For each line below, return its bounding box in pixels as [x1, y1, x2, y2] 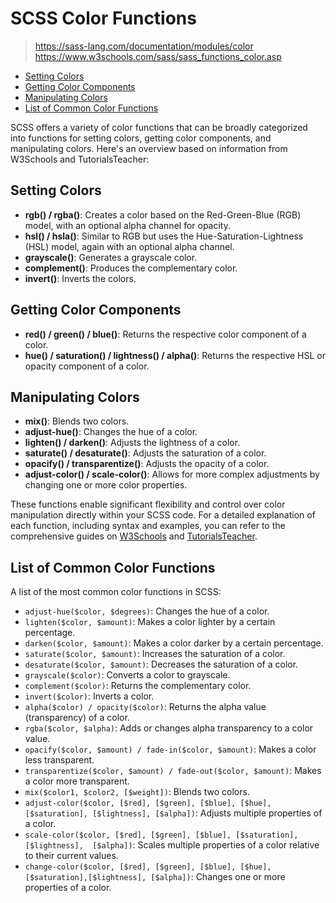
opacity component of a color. [24, 360, 150, 372]
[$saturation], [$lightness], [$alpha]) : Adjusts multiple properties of [24, 807, 323, 819]
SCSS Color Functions [10, 7, 197, 30]
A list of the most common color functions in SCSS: [10, 586, 222, 598]
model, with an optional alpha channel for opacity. [24, 219, 231, 231]
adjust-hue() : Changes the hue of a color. [24, 426, 198, 438]
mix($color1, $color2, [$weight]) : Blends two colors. [24, 786, 250, 798]
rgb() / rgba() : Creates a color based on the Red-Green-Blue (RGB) [24, 208, 302, 221]
